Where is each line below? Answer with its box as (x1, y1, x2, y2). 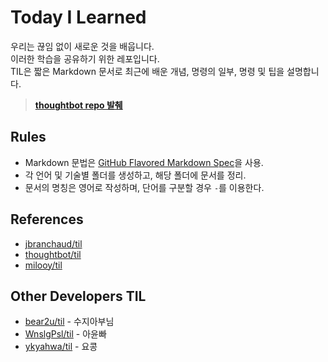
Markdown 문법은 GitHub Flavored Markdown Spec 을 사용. (24, 156, 264, 168)
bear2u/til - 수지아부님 (24, 316, 115, 328)
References (10, 211, 84, 228)
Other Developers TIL (10, 287, 147, 305)
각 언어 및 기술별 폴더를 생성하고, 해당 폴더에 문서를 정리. (24, 169, 247, 181)
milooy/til (24, 259, 63, 271)
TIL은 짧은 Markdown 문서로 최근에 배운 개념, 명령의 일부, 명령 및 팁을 (10, 65, 285, 77)
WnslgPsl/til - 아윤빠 (24, 328, 107, 340)
